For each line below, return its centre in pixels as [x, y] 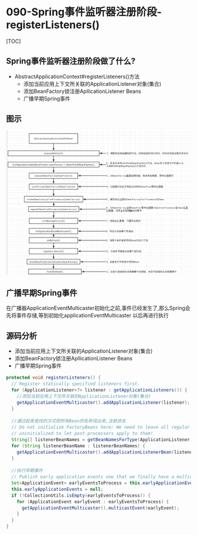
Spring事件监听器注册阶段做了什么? [71, 61]
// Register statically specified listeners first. [76, 384]
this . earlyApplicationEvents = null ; [57, 489]
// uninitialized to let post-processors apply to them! [82, 434]
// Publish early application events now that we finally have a [93, 477]
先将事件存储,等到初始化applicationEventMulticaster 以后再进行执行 [87, 316]
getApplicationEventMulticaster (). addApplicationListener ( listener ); [103, 402]
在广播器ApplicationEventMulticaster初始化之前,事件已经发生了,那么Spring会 [98, 308]
